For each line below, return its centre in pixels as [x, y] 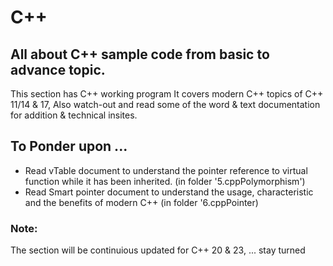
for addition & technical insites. [74, 115]
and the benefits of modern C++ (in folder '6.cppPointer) [141, 202]
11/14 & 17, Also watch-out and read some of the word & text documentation [165, 104]
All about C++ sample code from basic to [140, 54]
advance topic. [58, 69]
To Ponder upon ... [69, 146]
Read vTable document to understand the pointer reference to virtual [166, 170]
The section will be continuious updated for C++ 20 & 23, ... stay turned [158, 250]
